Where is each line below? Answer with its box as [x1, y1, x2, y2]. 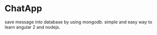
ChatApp [4, 3, 42, 14]
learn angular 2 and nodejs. [4, 24, 61, 30]
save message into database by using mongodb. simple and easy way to [4, 19, 153, 25]
